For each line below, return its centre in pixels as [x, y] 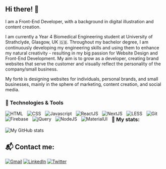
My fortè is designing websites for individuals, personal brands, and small [82, 79]
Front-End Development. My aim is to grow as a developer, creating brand [82, 58]
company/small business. [32, 69]
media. [12, 89]
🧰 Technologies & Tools [35, 102]
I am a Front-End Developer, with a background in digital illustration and [79, 21]
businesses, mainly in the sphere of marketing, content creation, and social [83, 84]
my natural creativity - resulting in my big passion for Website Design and [81, 53]
